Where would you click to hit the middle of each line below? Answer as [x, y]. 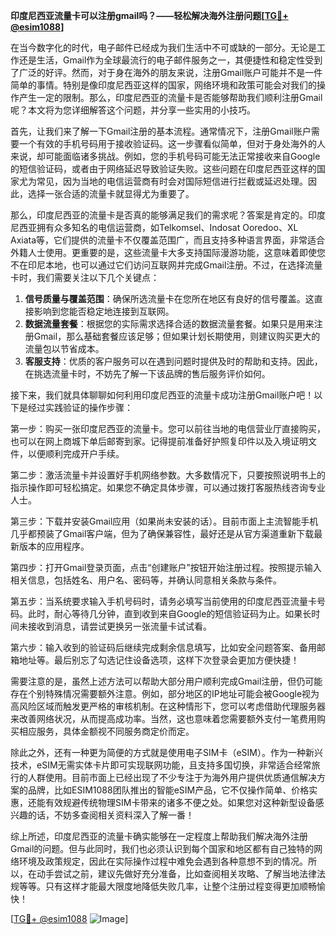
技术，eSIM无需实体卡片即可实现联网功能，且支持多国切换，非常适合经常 [161, 765]
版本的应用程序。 [54, 546]
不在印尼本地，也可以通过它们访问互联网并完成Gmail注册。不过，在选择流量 [166, 265]
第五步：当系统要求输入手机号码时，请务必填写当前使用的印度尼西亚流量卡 [163, 601]
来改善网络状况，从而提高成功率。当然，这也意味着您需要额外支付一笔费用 [163, 718]
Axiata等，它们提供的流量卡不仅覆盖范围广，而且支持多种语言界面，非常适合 [168, 240]
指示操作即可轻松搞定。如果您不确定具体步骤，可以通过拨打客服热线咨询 [159, 487]
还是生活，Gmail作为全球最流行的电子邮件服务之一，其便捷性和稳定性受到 [170, 60]
